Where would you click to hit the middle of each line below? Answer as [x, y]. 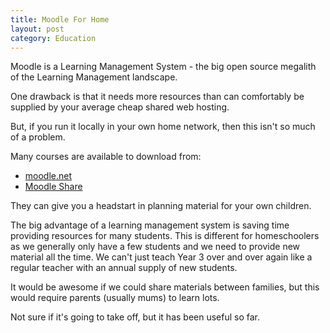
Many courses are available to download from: [106, 157]
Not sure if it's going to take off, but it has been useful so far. [135, 317]
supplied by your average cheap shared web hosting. [120, 107]
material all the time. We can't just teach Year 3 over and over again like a [161, 257]
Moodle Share [53, 187]
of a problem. [38, 137]
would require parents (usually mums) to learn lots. [115, 298]
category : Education [53, 38]
